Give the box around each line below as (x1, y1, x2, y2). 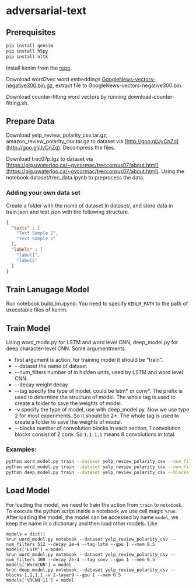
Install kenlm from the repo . (6, 64, 72, 71)
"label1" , (16, 252, 41, 258)
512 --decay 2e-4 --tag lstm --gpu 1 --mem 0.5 (37, 541, 156, 547)
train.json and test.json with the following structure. (6, 208, 129, 215)
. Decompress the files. (60, 144, 116, 151)
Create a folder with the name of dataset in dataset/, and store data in (6, 202, 173, 209)
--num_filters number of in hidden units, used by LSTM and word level (14, 369, 184, 376)
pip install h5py (6, 48, 48, 54)
